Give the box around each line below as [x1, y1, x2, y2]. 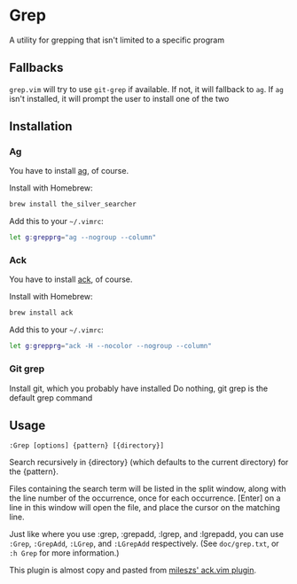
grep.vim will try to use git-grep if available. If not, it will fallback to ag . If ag [9, 83, 284, 94]
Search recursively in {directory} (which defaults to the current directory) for [9, 457, 289, 468]
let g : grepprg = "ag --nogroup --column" [9, 233, 157, 242]
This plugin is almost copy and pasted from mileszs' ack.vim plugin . [9, 565, 257, 576]
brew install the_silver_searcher [9, 200, 137, 209]
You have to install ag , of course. [9, 166, 129, 176]
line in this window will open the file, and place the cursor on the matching [9, 502, 281, 513]
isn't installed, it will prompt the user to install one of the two [9, 93, 230, 104]
